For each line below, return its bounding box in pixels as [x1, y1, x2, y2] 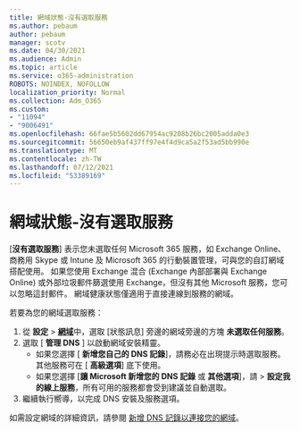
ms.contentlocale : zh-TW [9, 154, 102, 164]
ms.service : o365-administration [9, 72, 134, 80]
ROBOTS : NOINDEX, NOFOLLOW [9, 80, 110, 89]
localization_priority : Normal [9, 88, 126, 97]
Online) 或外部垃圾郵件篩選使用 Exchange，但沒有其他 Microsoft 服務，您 [9, 277, 280, 288]
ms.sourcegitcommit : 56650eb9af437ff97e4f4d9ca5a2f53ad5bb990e [9, 138, 250, 147]
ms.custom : [9, 105, 50, 114]
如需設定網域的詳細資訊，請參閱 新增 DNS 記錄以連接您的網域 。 [9, 412, 244, 423]
